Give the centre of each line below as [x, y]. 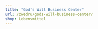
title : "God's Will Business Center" [45, 10]
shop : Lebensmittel [26, 19]
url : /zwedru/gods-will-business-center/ [49, 14]
